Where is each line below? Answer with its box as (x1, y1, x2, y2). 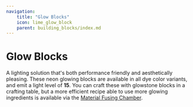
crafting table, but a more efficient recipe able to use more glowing (6, 88, 168, 95)
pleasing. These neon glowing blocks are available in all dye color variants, (6, 75, 188, 82)
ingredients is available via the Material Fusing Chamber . (6, 94, 143, 101)
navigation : (6, 8, 35, 15)
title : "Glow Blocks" (16, 14, 69, 20)
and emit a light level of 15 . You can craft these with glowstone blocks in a (6, 82, 185, 89)
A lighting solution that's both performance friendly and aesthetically (6, 70, 173, 77)
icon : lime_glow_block (16, 19, 72, 25)
